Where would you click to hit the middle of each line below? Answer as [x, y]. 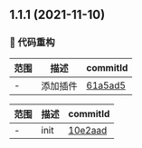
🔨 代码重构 [33, 43]
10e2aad [88, 130]
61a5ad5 [106, 85]
